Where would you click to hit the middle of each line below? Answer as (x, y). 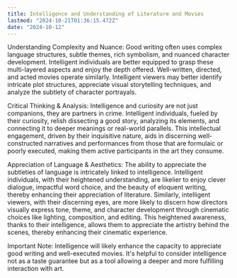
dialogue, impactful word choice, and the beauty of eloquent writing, (107, 187)
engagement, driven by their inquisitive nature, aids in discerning (102, 136)
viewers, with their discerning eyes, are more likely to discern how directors (117, 202)
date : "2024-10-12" (36, 27)
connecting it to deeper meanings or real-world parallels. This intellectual (114, 129)
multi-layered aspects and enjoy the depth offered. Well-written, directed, (115, 70)
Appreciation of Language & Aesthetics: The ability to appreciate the (107, 165)
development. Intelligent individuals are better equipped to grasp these (110, 62)
